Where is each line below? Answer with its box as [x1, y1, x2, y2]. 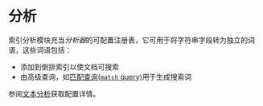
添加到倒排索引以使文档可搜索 [19, 61, 119, 72]
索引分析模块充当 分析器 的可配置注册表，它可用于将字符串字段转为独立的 [8, 35, 248, 45]
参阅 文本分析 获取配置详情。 [8, 88, 101, 98]
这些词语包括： [22, 45, 72, 54]
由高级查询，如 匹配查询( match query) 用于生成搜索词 [19, 72, 192, 81]
